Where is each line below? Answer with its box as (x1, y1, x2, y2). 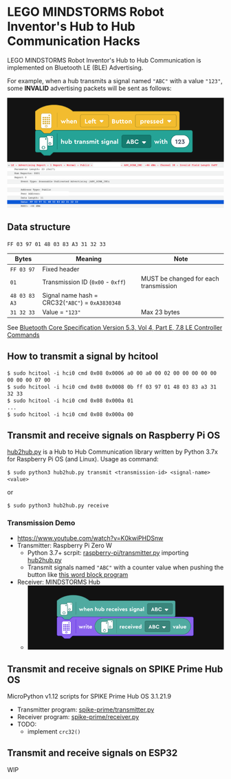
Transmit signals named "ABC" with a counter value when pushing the (27, 563, 224, 571)
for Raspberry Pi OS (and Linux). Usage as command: (7, 455, 159, 463)
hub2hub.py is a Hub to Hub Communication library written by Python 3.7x (7, 448, 219, 456)
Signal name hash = (42, 292, 98, 300)
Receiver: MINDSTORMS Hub (16, 578, 101, 586)
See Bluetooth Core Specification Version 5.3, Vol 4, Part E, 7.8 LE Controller (7, 323, 223, 331)
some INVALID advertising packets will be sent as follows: (7, 84, 172, 92)
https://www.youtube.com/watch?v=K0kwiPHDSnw (16, 534, 164, 542)
